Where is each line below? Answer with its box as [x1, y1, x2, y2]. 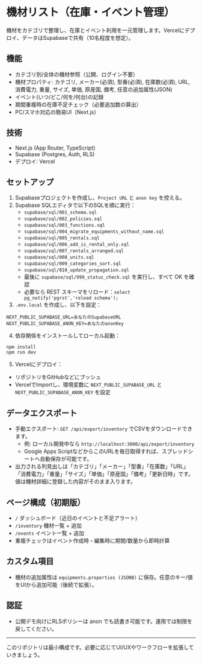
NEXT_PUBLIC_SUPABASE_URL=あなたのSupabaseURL [6, 314, 121, 320]
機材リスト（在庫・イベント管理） [6, 5, 176, 19]
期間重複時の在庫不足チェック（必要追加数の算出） [14, 101, 142, 108]
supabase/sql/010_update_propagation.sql [23, 267, 129, 273]
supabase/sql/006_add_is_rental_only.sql [23, 242, 129, 248]
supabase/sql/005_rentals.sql [23, 235, 100, 241]
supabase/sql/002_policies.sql [23, 216, 103, 222]
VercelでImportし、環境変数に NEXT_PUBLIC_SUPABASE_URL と [14, 381, 162, 388]
